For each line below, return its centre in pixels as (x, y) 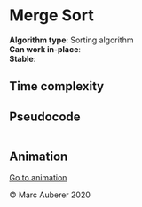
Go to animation (38, 177)
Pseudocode (45, 116)
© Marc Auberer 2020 (50, 195)
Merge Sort (52, 15)
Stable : (23, 58)
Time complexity (57, 86)
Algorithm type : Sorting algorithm (71, 40)
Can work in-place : (45, 49)
